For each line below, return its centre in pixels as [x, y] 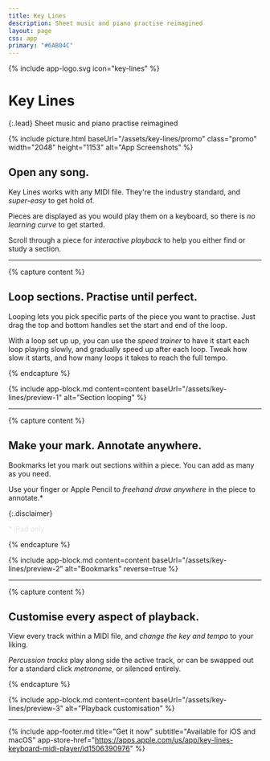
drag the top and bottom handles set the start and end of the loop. [118, 325]
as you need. [30, 473]
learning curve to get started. [57, 224]
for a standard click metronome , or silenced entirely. [95, 669]
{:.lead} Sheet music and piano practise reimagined [93, 123]
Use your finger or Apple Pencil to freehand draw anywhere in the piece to [132, 489]
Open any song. [49, 172]
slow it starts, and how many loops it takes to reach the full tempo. [118, 358]
